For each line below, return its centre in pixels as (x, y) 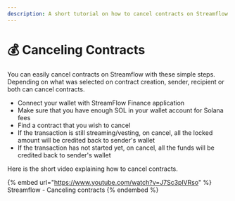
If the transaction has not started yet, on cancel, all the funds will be (116, 148)
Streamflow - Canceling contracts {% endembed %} (83, 190)
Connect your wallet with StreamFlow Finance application (101, 103)
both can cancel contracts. (46, 89)
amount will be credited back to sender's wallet (86, 140)
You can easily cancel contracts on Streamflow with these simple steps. (112, 74)
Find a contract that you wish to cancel (74, 125)
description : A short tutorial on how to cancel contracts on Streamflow (118, 14)
